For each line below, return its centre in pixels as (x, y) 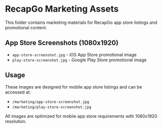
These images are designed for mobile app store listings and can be (74, 87)
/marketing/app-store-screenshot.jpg (51, 102)
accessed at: (18, 92)
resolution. (16, 121)
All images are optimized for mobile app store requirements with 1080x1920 (81, 116)
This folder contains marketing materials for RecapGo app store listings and (81, 22)
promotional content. (26, 27)
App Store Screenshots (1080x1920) (62, 43)
